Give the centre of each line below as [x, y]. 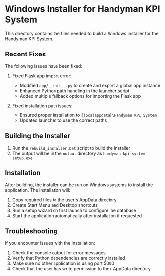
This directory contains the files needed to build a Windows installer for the [82, 33]
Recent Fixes [26, 54]
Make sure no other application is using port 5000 [63, 263]
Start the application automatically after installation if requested [77, 216]
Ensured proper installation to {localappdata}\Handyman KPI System [88, 115]
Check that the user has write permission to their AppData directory [82, 269]
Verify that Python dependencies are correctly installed [69, 258]
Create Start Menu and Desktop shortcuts [55, 205]
